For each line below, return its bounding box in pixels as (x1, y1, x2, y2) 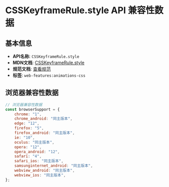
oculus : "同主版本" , (14, 139, 55, 145)
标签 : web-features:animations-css (12, 72, 86, 78)
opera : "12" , (14, 145, 42, 150)
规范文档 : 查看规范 (12, 66, 51, 72)
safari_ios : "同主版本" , (14, 159, 64, 164)
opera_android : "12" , (14, 149, 60, 154)
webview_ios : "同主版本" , (14, 172, 66, 177)
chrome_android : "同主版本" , (14, 116, 73, 121)
